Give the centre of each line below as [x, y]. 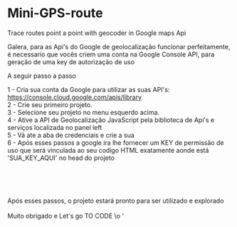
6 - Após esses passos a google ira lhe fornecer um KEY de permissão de [116, 142]
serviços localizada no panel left [55, 127]
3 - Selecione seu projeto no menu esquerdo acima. [84, 112]
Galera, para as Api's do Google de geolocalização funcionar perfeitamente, [119, 46]
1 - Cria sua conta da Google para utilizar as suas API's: [89, 89]
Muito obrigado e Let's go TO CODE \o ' [66, 216]
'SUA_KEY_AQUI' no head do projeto [61, 158]
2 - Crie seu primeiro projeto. [50, 104]
